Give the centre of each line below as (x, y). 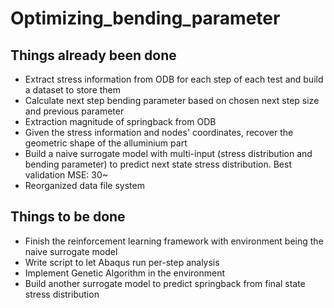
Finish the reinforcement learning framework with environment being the (174, 241)
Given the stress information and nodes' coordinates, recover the (159, 132)
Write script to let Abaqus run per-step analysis (122, 262)
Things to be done (68, 217)
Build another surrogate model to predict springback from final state (165, 283)
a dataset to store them (73, 90)
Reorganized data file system (84, 185)
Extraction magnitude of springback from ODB (120, 121)
